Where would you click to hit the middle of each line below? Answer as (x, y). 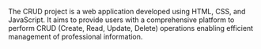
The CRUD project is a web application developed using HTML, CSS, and (127, 11)
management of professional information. (76, 36)
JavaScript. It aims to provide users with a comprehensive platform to (121, 20)
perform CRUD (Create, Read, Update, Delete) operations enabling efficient (131, 28)
